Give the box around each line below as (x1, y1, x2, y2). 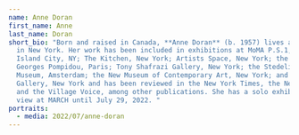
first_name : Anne (8, 21, 73, 30)
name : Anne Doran (8, 12, 73, 22)
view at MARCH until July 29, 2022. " (16, 95, 162, 105)
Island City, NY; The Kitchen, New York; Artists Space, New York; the (16, 54, 289, 63)
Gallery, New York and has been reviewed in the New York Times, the (16, 79, 280, 88)
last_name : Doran (8, 29, 73, 38)
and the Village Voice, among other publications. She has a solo (16, 87, 269, 96)
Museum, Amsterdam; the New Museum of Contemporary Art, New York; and (16, 71, 289, 80)
